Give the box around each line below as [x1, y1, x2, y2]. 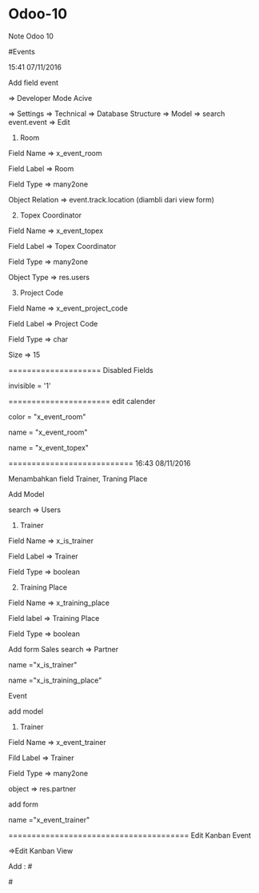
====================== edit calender [8, 396, 156, 406]
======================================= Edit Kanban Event [8, 830, 252, 840]
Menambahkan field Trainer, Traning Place [8, 474, 148, 483]
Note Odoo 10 [8, 31, 54, 41]
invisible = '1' [8, 381, 51, 390]
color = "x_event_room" [8, 411, 86, 421]
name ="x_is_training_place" [8, 675, 102, 685]
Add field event [8, 78, 58, 87]
